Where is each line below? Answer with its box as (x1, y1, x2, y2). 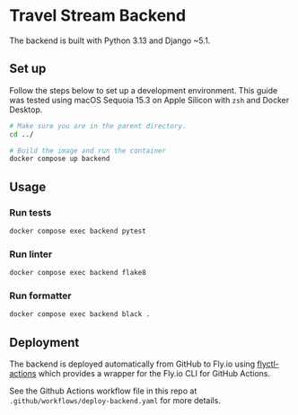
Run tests (9, 206, 52, 218)
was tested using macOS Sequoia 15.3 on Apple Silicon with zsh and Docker (9, 94, 290, 105)
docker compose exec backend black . (9, 310, 151, 319)
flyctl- (257, 358, 280, 369)
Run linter (9, 248, 53, 260)
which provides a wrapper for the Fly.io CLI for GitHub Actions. (38, 367, 271, 378)
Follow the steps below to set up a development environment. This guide (9, 84, 278, 95)
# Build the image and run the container (9, 146, 167, 155)
